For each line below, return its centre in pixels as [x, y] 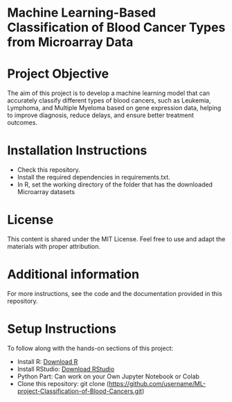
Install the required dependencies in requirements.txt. [94, 177]
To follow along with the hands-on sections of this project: [90, 348]
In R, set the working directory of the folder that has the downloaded [115, 184]
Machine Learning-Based [82, 13]
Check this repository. [49, 170]
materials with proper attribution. [54, 246]
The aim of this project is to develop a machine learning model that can [108, 93]
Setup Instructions [62, 329]
